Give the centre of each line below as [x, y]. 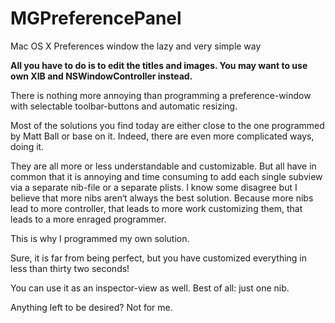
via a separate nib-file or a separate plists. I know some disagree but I [154, 187]
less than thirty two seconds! [70, 268]
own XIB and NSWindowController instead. [101, 76]
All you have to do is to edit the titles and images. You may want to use [159, 65]
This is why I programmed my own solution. [100, 238]
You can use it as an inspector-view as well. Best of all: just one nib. [150, 288]
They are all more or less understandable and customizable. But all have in [163, 166]
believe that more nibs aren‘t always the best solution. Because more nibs [162, 198]
